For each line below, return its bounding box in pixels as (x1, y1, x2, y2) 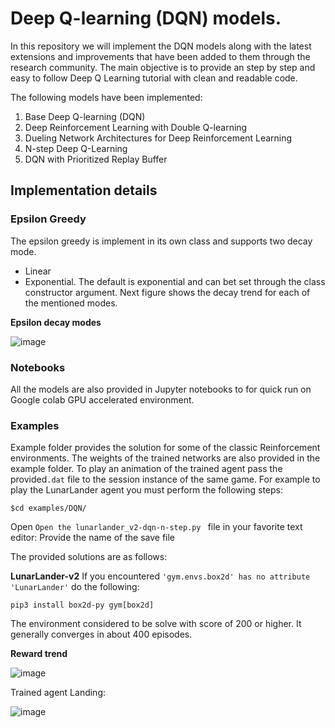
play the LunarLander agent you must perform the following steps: (10, 484, 284, 496)
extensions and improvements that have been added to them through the (10, 50, 311, 62)
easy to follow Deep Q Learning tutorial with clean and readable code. (10, 72, 298, 84)
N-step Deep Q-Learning (24, 142, 128, 154)
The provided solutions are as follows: (10, 551, 168, 563)
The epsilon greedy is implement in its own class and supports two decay (10, 235, 313, 247)
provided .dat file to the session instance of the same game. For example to (10, 473, 321, 486)
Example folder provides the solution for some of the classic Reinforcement (10, 442, 321, 454)
